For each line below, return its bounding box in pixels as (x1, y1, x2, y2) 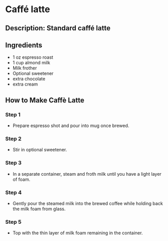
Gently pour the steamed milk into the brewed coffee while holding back (12, 200, 163, 206)
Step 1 (5, 111, 21, 118)
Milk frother (12, 65, 37, 71)
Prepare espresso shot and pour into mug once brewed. (12, 123, 130, 129)
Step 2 (5, 135, 22, 142)
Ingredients (5, 41, 43, 49)
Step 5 (5, 218, 22, 225)
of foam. (12, 176, 30, 182)
